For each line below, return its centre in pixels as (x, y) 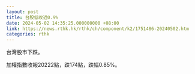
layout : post (22, 12)
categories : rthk (28, 34)
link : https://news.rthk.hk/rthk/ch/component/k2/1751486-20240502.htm (97, 29)
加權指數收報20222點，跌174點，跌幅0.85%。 (63, 65)
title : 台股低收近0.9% (32, 17)
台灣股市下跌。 (25, 52)
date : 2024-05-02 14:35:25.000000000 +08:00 (63, 23)
